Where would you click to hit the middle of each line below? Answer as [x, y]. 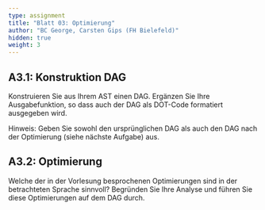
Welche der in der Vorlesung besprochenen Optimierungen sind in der [123, 181]
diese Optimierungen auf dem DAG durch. [77, 197]
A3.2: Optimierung [56, 162]
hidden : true [30, 38]
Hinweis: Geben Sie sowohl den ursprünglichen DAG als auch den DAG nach [133, 128]
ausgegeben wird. [38, 113]
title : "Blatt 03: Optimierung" [61, 23]
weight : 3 [25, 45]
